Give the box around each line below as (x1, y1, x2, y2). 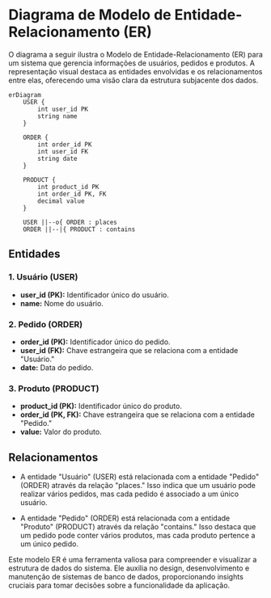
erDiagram (8, 91, 42, 99)
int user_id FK (37, 147, 89, 155)
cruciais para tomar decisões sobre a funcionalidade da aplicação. (8, 580, 231, 591)
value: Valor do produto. (19, 427, 103, 437)
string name (37, 112, 78, 120)
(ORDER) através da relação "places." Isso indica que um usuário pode (19, 481, 256, 491)
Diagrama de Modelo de (8, 6, 171, 24)
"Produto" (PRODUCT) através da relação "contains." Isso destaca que (19, 522, 256, 532)
